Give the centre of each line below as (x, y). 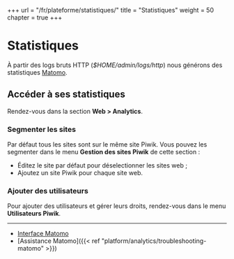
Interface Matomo (43, 234)
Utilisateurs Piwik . (34, 214)
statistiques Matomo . (37, 72)
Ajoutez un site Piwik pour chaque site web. (80, 173)
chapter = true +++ (35, 17)
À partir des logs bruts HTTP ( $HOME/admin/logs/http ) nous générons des (115, 65)
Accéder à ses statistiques (66, 95)
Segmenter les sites (42, 129)
